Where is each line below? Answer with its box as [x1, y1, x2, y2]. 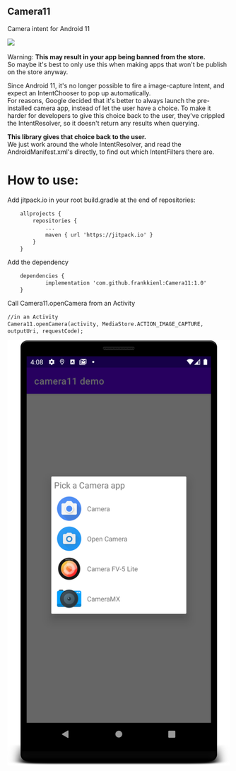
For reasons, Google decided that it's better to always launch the [7, 96, 196, 104]
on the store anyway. [7, 67, 69, 76]
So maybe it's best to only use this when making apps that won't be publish [7, 60, 228, 68]
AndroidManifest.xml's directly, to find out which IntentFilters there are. [7, 148, 215, 156]
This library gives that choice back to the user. [7, 132, 147, 141]
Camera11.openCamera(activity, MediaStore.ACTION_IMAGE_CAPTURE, [7, 321, 203, 328]
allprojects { [20, 210, 61, 217]
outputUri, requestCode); [7, 328, 83, 335]
